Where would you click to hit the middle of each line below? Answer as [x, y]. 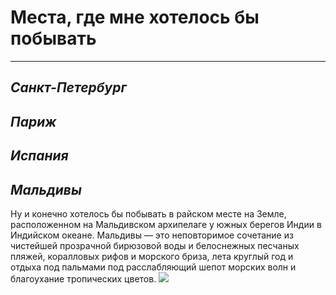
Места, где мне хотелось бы [135, 17]
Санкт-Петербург [68, 87]
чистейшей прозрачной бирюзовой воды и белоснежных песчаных [155, 245]
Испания [39, 156]
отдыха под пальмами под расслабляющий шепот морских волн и [153, 267]
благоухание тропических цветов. [83, 278]
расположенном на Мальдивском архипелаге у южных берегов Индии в [166, 224]
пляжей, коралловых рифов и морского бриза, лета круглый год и [152, 256]
